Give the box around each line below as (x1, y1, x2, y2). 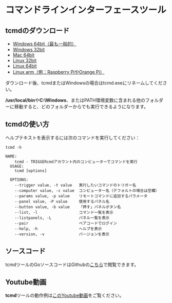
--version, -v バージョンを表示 (14, 231, 109, 237)
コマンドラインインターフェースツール (5, 4, 166, 16)
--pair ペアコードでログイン (14, 220, 117, 226)
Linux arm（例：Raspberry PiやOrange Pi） (12, 69, 105, 75)
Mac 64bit (12, 52, 35, 58)
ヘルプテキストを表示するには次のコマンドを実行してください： (5, 134, 140, 140)
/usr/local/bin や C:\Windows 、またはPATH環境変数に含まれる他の (5, 97, 145, 103)
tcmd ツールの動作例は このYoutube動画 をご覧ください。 (5, 292, 124, 298)
